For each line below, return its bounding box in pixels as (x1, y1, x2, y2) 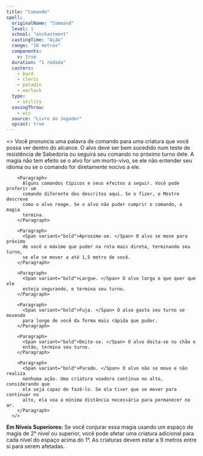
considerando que (6, 381, 50, 387)
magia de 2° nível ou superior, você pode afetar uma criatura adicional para (6, 430, 195, 437)
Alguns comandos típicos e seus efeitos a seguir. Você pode (22, 181, 180, 187)
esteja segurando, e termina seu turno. (22, 286, 126, 292)
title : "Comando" (6, 8, 50, 15)
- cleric (17, 76, 39, 82)
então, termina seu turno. (22, 344, 91, 350)
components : (11, 48, 42, 54)
